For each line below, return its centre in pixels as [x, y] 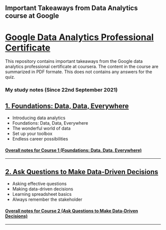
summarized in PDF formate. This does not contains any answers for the [79, 72]
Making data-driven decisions [42, 189]
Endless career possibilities [40, 139]
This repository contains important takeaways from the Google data [74, 61]
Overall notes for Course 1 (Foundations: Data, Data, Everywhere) [74, 150]
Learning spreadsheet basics [42, 194]
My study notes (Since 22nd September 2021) [61, 90]
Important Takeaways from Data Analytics [72, 8]
